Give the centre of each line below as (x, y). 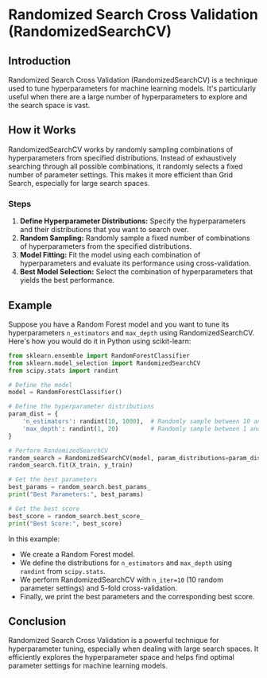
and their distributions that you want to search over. (104, 230)
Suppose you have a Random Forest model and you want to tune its (119, 324)
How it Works (42, 130)
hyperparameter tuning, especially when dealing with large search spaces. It (133, 649)
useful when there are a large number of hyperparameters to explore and (128, 97)
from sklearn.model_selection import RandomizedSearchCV (104, 363)
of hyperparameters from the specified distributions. (106, 246)
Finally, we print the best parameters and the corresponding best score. (137, 596)
